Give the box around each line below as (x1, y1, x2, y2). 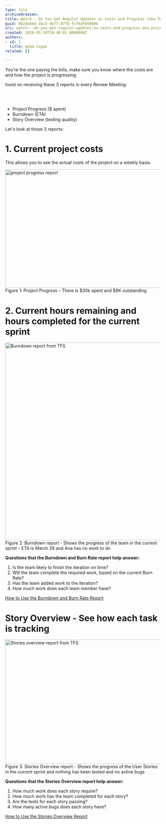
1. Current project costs (5, 143, 103, 154)
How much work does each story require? (12, 788, 98, 794)
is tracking (5, 623, 49, 634)
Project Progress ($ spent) (12, 106, 67, 112)
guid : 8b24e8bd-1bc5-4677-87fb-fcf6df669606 (5, 21, 98, 26)
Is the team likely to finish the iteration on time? (12, 565, 109, 571)
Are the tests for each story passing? (12, 799, 88, 805)
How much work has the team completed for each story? (12, 793, 128, 799)
